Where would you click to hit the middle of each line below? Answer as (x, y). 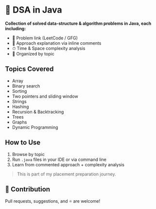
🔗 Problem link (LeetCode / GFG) (45, 38)
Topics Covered (29, 69)
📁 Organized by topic (33, 53)
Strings (19, 101)
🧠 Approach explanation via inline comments (57, 43)
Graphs (19, 122)
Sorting (19, 91)
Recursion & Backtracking (38, 112)
